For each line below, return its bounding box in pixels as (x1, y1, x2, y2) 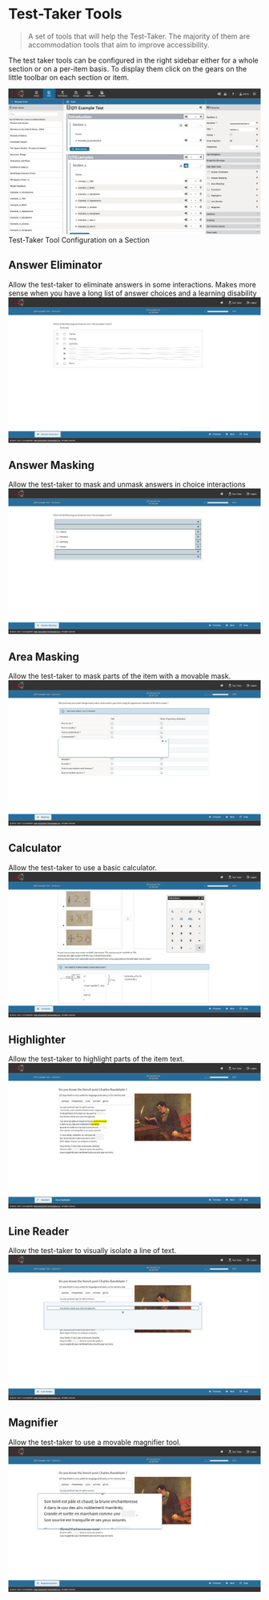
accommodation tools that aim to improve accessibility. (27, 39, 210, 49)
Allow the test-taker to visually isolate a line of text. (8, 1246, 177, 1256)
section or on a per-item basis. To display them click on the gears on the (8, 63, 247, 73)
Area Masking (8, 649, 80, 663)
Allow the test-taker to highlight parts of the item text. (8, 1054, 185, 1064)
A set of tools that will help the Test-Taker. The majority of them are (27, 31, 251, 41)
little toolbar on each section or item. (8, 72, 130, 82)
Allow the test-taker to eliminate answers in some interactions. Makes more (8, 279, 256, 289)
